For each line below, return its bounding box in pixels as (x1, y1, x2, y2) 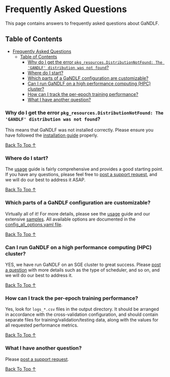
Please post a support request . (5, 356, 69, 362)
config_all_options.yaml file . (5, 221, 63, 228)
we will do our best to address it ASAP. (5, 177, 86, 183)
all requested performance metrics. (5, 322, 78, 329)
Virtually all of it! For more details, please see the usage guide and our (5, 210, 150, 217)
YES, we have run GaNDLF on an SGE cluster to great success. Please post (5, 261, 161, 267)
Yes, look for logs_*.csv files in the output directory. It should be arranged (5, 306, 159, 312)
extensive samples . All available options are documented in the (5, 216, 136, 222)
